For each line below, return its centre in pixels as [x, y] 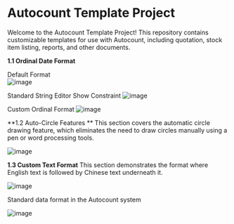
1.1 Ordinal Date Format [41, 60]
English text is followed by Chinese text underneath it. [85, 172]
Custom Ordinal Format [41, 109]
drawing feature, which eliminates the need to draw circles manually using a [117, 130]
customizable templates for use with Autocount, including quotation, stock [115, 39]
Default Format [29, 74]
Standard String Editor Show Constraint [64, 95]
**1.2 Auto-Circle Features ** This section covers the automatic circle [109, 123]
